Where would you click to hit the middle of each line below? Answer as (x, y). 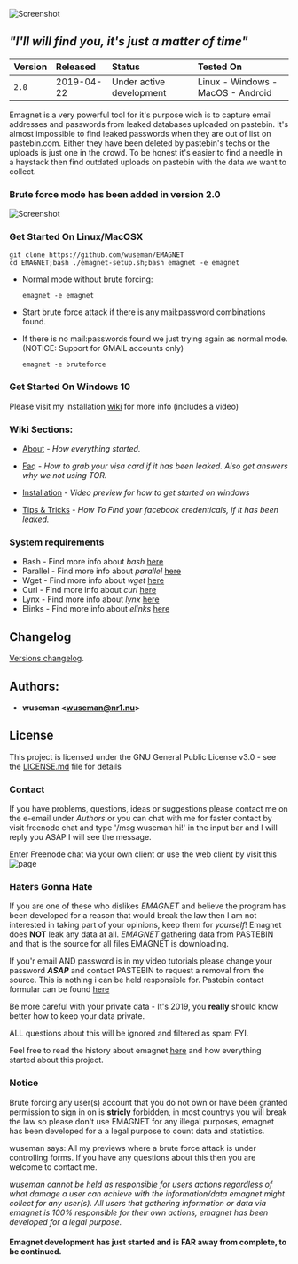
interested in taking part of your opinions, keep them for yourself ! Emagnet (145, 925)
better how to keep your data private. (77, 1016)
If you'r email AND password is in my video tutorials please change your (141, 961)
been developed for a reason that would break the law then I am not (133, 916)
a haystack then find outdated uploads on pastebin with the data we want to (148, 162)
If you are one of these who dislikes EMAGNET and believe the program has (148, 906)
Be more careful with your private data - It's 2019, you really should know (144, 1007)
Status (125, 67)
